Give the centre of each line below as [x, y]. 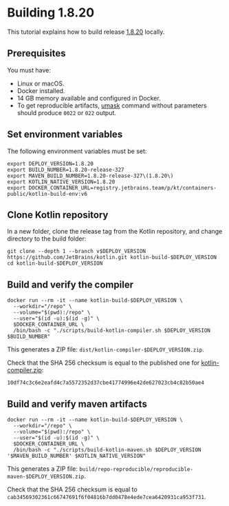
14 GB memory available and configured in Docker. [89, 98]
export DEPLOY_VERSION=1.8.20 [51, 163]
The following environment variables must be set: [77, 151]
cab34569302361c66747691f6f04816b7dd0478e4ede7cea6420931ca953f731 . [107, 497]
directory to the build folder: [47, 239]
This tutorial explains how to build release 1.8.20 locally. [86, 32]
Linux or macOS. [41, 83]
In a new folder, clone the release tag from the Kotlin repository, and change [115, 232]
